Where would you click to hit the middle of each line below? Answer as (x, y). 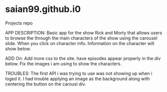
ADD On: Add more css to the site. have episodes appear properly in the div (83, 58)
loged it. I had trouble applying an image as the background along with (78, 78)
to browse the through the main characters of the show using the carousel (82, 38)
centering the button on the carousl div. (46, 84)
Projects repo (19, 23)
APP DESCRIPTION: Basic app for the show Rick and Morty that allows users (84, 32)
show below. (18, 48)
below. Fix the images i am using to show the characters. (64, 63)
